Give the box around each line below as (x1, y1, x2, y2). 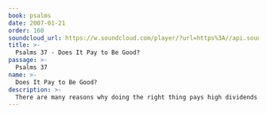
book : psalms (8, 11, 52, 20)
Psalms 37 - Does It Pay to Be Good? (15, 49, 141, 56)
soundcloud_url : (8, 33, 62, 42)
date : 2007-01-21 (8, 19, 66, 27)
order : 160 (8, 26, 44, 34)
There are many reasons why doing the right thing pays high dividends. (15, 93, 261, 101)
